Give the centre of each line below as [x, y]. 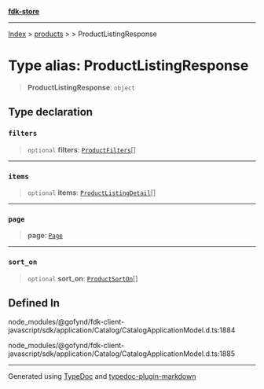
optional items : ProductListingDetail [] [92, 193]
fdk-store [24, 11]
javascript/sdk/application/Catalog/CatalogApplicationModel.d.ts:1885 [122, 354]
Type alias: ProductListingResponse [128, 66]
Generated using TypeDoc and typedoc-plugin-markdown [102, 376]
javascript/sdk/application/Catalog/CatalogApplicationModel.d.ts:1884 [122, 330]
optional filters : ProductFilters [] [81, 149]
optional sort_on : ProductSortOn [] [82, 278]
